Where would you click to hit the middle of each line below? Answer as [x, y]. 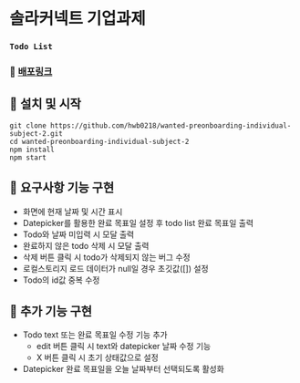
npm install [32, 150]
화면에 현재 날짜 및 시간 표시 [72, 212]
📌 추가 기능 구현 [51, 311]
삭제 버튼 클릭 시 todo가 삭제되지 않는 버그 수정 [106, 257]
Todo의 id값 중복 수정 [61, 280]
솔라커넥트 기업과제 [78, 19]
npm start [28, 157]
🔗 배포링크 [31, 72]
